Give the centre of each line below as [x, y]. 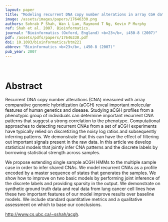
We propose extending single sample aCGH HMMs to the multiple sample [81, 162]
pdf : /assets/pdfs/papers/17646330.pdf [47, 38]
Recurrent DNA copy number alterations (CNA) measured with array [75, 100]
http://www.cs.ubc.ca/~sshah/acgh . [42, 215]
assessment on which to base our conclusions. [53, 205]
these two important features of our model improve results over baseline [80, 194]
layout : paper [20, 10]
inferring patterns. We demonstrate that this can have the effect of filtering [82, 137]
